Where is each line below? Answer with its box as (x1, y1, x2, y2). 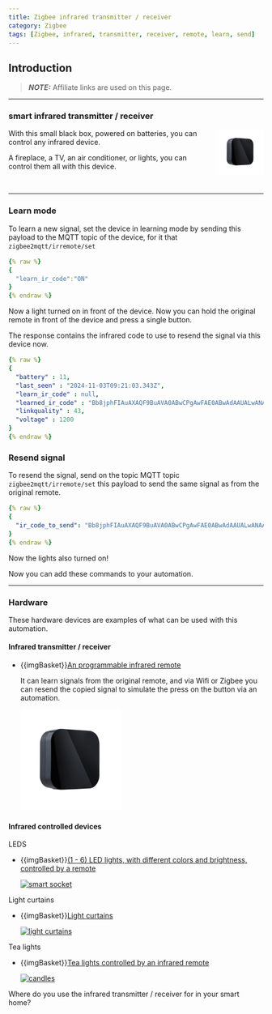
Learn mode (8, 205, 57, 216)
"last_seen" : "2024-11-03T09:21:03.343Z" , (15, 381, 164, 390)
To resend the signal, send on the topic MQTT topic (8, 471, 181, 480)
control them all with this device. (8, 162, 117, 172)
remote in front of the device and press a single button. (8, 315, 193, 325)
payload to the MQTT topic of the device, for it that (8, 232, 178, 242)
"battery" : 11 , (15, 373, 70, 381)
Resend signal (8, 452, 66, 463)
